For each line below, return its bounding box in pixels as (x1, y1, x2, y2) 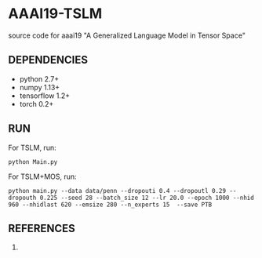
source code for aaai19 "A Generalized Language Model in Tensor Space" (8, 31, 246, 40)
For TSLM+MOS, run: (8, 172, 77, 181)
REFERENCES (8, 221, 76, 235)
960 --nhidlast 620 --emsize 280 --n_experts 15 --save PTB (8, 201, 213, 209)
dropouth (8, 194, 37, 202)
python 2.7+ (19, 74, 60, 83)
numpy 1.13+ (19, 82, 60, 92)
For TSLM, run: (8, 143, 56, 152)
